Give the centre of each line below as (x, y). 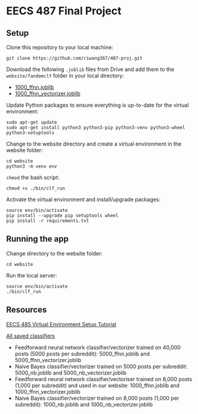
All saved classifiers (31, 336)
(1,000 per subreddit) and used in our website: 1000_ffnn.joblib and (97, 385)
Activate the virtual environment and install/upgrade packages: (83, 199)
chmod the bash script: (33, 177)
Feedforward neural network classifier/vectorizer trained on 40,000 (98, 347)
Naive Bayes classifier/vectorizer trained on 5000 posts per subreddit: (101, 366)
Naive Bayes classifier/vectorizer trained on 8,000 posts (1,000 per (97, 398)
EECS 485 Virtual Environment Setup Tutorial (61, 324)
